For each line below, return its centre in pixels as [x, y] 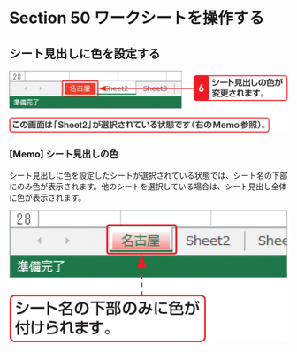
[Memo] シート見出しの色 [64, 154]
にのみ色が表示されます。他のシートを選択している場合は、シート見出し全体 [148, 186]
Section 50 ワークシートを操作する [137, 18]
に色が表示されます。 [48, 197]
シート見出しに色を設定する [85, 54]
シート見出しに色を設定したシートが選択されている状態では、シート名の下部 [148, 175]
